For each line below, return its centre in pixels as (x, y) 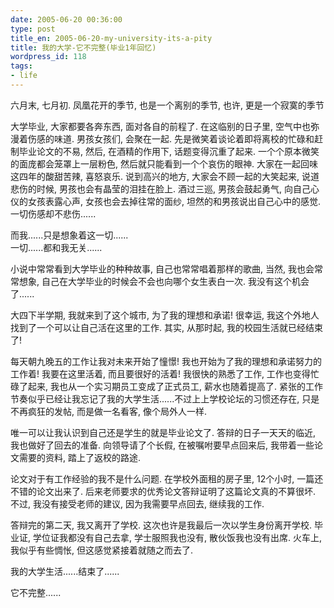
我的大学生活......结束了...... (65, 571)
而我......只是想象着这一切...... (69, 235)
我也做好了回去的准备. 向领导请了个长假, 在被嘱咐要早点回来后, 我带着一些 (162, 445)
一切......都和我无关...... (56, 247)
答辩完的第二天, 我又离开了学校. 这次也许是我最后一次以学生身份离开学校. (161, 525)
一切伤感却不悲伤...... (53, 213)
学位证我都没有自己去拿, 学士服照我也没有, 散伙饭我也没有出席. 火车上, (177, 537)
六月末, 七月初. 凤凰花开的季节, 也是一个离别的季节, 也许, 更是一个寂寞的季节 (167, 105)
